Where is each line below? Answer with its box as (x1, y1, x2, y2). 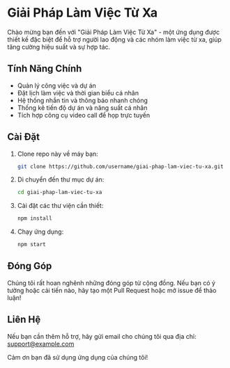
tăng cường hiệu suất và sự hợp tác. (7, 42, 111, 51)
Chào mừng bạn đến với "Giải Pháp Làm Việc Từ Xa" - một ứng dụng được (7, 28, 220, 36)
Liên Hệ (7, 314, 41, 326)
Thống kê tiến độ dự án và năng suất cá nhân (17, 103, 148, 112)
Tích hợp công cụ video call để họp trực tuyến (17, 111, 151, 119)
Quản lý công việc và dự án (17, 81, 96, 90)
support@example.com (7, 339, 75, 348)
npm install (17, 215, 52, 222)
